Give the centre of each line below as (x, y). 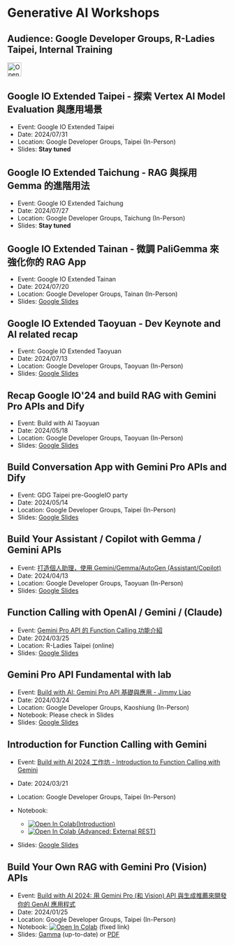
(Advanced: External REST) (117, 831)
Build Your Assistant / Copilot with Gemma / (104, 539)
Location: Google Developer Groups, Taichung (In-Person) (101, 218)
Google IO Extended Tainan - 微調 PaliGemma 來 (113, 249)
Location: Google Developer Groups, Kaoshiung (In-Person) (103, 708)
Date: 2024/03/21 (43, 784)
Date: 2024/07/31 (42, 134)
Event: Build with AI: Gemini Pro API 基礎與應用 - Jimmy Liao (104, 692)
